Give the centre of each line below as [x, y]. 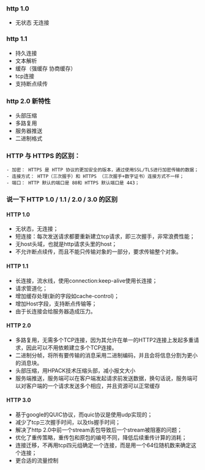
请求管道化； [31, 288]
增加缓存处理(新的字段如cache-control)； [67, 296]
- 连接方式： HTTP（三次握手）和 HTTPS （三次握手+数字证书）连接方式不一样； [95, 177]
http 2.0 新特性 [28, 101]
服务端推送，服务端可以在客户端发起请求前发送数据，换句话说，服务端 [104, 378]
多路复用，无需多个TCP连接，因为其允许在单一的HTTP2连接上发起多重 [104, 340]
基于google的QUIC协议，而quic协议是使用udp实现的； [84, 414]
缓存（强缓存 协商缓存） [46, 68]
